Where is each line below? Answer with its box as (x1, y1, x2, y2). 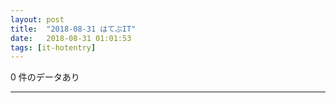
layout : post (10, 14, 65, 25)
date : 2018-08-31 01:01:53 (10, 33, 132, 43)
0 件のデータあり (10, 71, 80, 83)
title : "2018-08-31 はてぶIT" (10, 24, 137, 34)
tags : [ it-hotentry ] (10, 42, 97, 53)
